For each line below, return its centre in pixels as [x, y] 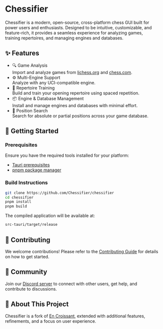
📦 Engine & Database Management [48, 98]
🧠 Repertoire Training [33, 88]
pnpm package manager [37, 170]
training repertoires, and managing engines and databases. [64, 38]
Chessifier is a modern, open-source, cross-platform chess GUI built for [77, 22]
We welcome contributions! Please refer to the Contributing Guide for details [82, 251]
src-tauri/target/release [31, 225]
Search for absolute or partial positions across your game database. [80, 116]
